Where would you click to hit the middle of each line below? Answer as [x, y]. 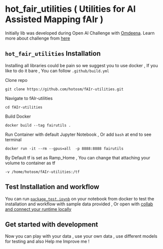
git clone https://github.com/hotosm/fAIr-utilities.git [64, 89]
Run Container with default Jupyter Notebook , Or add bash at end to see [78, 134]
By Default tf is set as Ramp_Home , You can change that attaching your [78, 157]
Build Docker [18, 116]
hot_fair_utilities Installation [53, 54]
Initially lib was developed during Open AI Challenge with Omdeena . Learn [80, 33]
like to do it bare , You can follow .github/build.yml [57, 71]
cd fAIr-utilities [24, 107]
